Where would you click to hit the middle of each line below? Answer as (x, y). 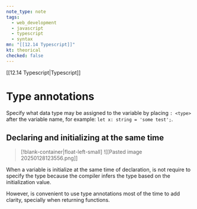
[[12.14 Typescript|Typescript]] (43, 72)
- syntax (22, 39)
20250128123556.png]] (49, 158)
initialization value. (29, 182)
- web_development (34, 22)
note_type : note (26, 12)
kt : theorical (24, 50)
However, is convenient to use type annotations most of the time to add (93, 194)
